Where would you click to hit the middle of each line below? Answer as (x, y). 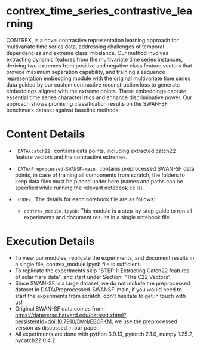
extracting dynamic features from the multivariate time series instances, (95, 59)
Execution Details (50, 242)
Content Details (46, 134)
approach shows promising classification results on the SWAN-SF (87, 103)
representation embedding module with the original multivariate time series (99, 78)
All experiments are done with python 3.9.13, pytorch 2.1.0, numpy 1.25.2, (104, 334)
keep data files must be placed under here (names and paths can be (99, 181)
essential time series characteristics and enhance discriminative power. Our (99, 97)
